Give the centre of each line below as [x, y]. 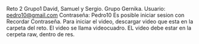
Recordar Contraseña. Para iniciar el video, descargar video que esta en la [100, 21]
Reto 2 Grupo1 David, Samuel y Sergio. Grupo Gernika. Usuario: [86, 9]
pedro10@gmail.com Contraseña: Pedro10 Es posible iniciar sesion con [96, 15]
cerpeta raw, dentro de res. [41, 34]
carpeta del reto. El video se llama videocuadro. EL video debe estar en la [99, 28]
